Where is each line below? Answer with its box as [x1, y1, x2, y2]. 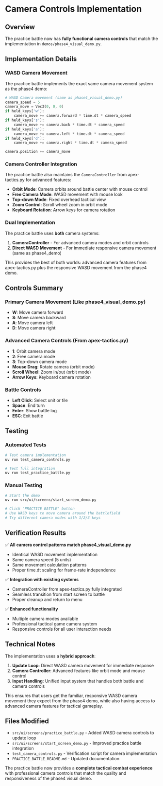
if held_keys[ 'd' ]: [5, 136, 45, 141]
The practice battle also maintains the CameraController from [5, 172, 127, 178]
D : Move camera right [12, 325, 56, 331]
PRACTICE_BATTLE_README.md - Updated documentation [12, 756, 120, 762]
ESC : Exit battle [12, 413, 44, 419]
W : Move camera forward [12, 310, 64, 315]
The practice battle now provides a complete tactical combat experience [5, 765, 153, 771]
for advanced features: [26, 177, 71, 183]
